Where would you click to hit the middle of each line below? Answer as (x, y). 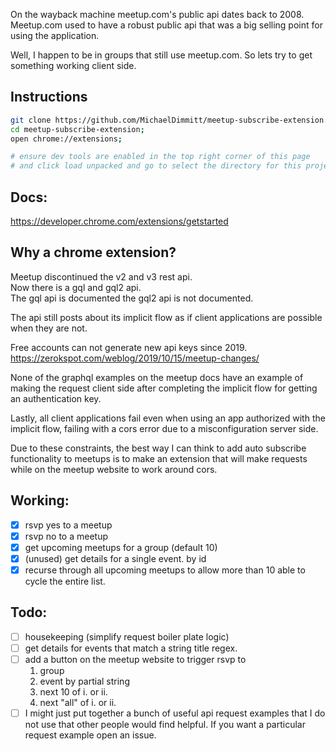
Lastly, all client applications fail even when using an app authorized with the (168, 418)
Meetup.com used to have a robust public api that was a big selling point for (166, 25)
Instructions (49, 97)
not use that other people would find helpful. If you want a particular (165, 724)
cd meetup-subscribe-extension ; (77, 129)
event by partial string (84, 681)
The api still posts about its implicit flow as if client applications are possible (166, 317)
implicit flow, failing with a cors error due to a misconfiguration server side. (164, 428)
